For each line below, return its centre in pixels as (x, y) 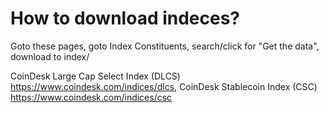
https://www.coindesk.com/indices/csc (91, 97)
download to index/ (50, 56)
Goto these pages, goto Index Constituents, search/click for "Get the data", (165, 46)
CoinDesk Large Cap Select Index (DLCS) (95, 76)
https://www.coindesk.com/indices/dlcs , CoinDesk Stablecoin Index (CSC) (164, 86)
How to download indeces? (125, 18)
